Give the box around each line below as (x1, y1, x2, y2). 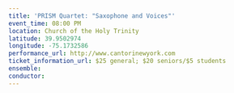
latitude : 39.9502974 (8, 34, 82, 43)
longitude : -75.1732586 (8, 42, 89, 50)
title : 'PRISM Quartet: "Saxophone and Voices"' (8, 11, 176, 20)
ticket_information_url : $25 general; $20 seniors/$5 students (8, 57, 227, 66)
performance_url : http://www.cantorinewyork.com (8, 49, 176, 57)
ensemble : (8, 65, 42, 73)
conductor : (8, 72, 45, 80)
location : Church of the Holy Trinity (8, 27, 139, 35)
